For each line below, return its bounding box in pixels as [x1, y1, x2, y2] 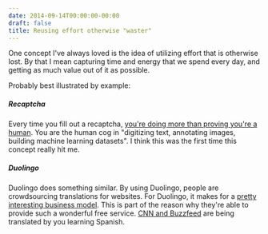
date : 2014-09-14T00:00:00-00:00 [8, 11, 120, 20]
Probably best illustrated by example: [8, 81, 130, 90]
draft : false [8, 19, 52, 27]
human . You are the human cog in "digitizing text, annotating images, [8, 128, 236, 137]
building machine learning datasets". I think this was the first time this [8, 137, 238, 146]
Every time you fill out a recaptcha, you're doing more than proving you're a [8, 119, 258, 129]
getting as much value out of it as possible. [8, 65, 150, 75]
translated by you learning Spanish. [8, 217, 126, 227]
